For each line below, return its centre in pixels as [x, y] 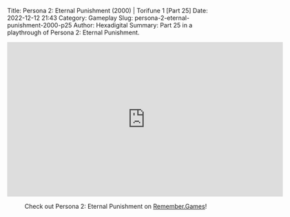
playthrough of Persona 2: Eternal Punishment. [73, 32]
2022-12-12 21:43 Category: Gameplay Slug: [70, 18]
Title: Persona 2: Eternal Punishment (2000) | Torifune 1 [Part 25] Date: [107, 11]
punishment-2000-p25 [40, 25]
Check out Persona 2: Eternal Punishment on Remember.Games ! [116, 206]
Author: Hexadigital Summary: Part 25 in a [133, 25]
